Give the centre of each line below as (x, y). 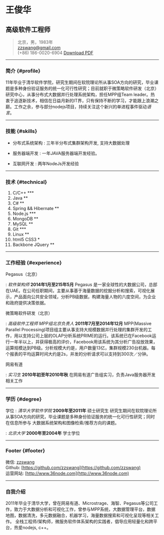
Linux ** (21, 234)
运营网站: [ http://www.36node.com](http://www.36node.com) (67, 473)
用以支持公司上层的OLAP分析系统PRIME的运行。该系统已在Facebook (83, 336)
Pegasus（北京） (23, 274)
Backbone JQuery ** (34, 245)
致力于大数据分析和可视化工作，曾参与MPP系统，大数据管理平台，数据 (85, 509)
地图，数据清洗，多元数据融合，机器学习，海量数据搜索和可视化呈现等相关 (80, 516)
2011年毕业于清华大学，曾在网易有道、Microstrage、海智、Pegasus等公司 (80, 503)
